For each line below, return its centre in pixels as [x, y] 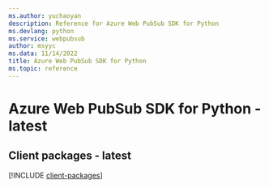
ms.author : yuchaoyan [45, 16]
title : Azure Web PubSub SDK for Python [78, 62]
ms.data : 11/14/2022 [43, 53]
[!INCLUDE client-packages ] [56, 175]
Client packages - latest [70, 156]
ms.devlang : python [41, 31]
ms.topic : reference [43, 69]
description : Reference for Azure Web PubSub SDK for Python [114, 23]
